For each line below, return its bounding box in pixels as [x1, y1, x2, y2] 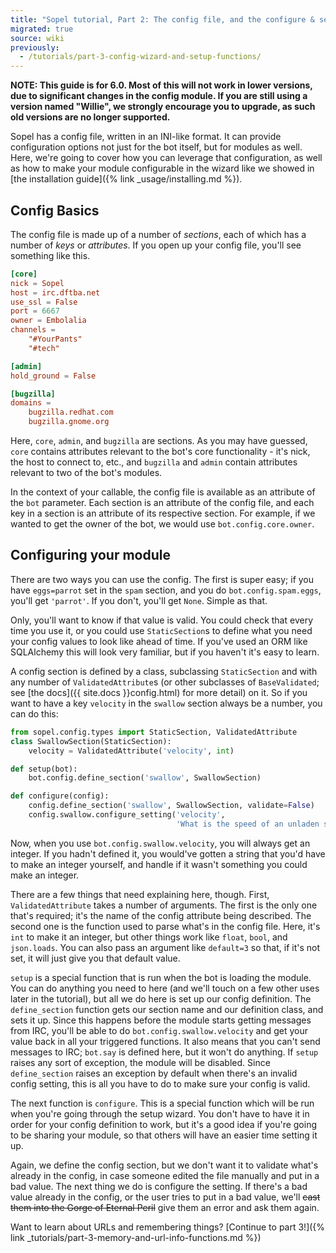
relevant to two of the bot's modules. [10, 467, 163, 479]
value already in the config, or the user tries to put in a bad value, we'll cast [10, 1191, 321, 1203]
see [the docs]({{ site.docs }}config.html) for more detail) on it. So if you [10, 686, 308, 698]
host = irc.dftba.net [10, 287, 101, 298]
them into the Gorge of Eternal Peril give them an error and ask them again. [10, 1201, 320, 1213]
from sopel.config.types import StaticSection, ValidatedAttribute [10, 727, 298, 737]
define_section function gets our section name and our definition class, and [10, 1003, 324, 1015]
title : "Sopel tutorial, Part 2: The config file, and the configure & [10, 14, 315, 25]
